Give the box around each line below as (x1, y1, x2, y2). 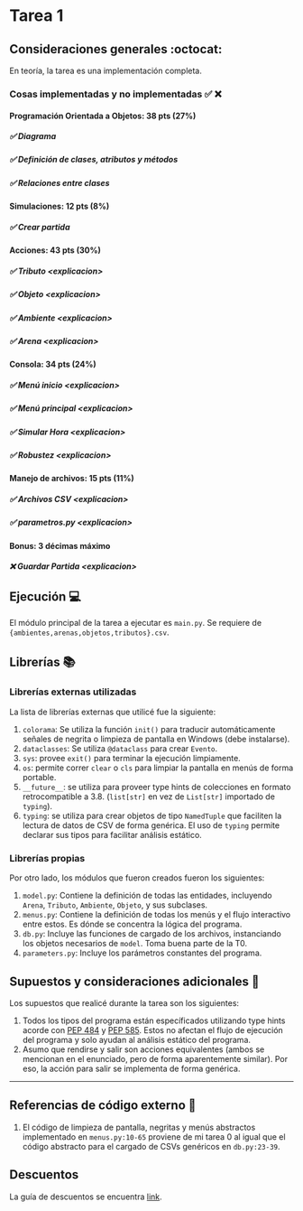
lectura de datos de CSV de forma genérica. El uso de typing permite (22, 819, 280, 831)
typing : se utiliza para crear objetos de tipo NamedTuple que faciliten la (22, 810, 282, 821)
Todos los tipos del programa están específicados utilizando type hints (22, 1015, 286, 1026)
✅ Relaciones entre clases (9, 177, 110, 188)
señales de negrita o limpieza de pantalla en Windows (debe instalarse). (22, 733, 290, 744)
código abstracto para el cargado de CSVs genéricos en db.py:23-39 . (22, 1141, 280, 1151)
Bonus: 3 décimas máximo (9, 540, 111, 551)
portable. (22, 771, 57, 782)
